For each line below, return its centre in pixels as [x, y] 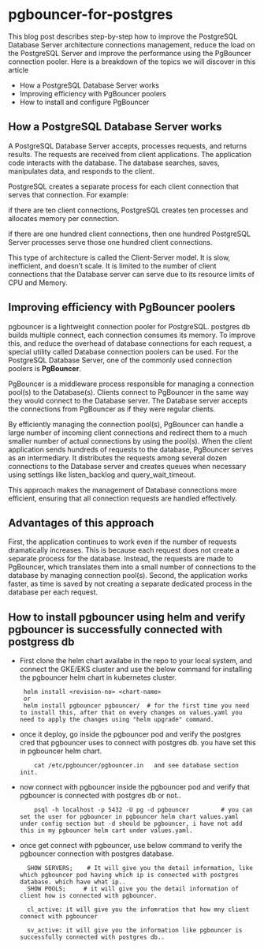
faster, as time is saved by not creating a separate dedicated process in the [130, 584]
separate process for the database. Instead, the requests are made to [121, 559]
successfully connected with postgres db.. [92, 937]
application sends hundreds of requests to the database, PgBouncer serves [131, 449]
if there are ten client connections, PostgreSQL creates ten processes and [128, 210]
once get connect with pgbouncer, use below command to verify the [131, 846]
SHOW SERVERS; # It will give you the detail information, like [140, 868]
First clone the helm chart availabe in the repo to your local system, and [136, 661]
